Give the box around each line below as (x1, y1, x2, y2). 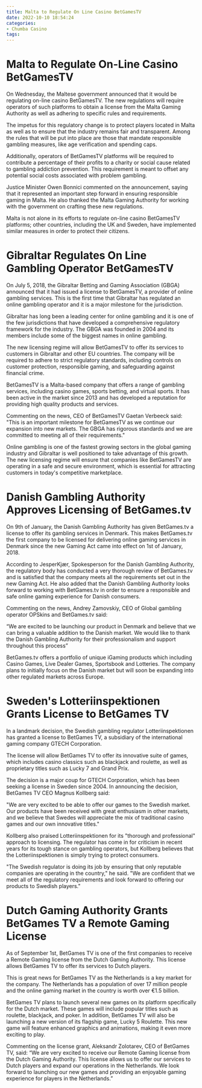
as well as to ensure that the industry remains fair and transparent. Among (6, 128, 191, 135)
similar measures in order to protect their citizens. (6, 228, 130, 235)
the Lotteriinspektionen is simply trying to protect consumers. (6, 851, 159, 858)
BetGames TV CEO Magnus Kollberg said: (6, 789, 110, 797)
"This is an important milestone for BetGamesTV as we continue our (6, 419, 175, 426)
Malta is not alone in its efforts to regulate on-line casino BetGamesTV (6, 214, 180, 222)
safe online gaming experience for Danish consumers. (6, 592, 140, 600)
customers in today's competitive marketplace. (6, 469, 123, 476)
